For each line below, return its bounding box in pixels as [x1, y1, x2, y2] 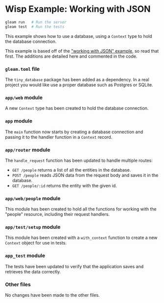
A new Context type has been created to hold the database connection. [5, 105, 149, 111]
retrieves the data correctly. [5, 269, 61, 274]
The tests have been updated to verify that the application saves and [5, 263, 144, 269]
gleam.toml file [5, 65, 40, 72]
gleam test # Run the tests [5, 24, 65, 29]
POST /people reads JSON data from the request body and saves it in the [12, 172, 159, 178]
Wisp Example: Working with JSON [5, 3, 151, 15]
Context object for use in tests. [5, 240, 67, 246]
